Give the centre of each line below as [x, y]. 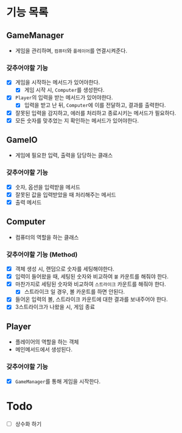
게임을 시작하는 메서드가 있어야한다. [58, 82]
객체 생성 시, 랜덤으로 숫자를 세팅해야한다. [65, 269]
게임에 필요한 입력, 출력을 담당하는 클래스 [64, 155]
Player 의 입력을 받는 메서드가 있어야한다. [64, 97]
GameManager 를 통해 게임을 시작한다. [58, 381]
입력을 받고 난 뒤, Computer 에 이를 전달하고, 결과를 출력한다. [95, 105]
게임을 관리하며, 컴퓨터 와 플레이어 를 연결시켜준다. [71, 50]
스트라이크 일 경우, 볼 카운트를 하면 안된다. [75, 292]
